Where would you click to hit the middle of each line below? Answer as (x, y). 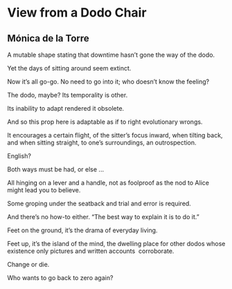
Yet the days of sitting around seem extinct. (69, 68)
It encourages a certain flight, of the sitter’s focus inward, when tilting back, (115, 135)
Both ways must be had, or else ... (56, 169)
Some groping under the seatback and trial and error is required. (99, 203)
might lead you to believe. (44, 190)
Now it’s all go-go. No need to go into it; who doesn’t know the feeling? (108, 82)
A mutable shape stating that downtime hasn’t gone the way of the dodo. (111, 55)
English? (19, 156)
